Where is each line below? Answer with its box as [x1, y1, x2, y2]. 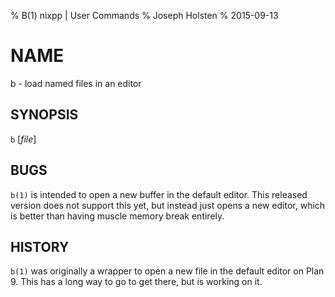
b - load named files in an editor [10, 77, 142, 89]
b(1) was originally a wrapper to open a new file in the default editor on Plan [10, 265, 325, 277]
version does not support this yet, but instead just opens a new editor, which [10, 199, 326, 211]
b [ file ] [10, 133, 37, 145]
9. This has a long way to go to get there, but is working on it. [10, 276, 263, 288]
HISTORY [10, 238, 70, 255]
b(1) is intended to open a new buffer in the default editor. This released [10, 188, 308, 200]
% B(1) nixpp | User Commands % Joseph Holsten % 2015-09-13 [10, 10, 279, 21]
